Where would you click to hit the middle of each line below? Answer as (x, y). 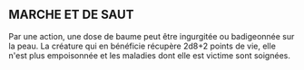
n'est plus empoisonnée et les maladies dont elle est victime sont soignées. (150, 55)
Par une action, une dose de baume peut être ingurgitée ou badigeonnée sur (152, 36)
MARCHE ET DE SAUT (71, 15)
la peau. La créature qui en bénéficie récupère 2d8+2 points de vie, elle (142, 46)
